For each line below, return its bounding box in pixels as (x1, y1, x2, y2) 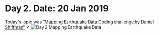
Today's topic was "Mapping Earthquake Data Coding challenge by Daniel (5, 19, 154, 25)
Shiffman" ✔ (5, 24, 30, 30)
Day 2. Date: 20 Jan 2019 (5, 3, 109, 14)
